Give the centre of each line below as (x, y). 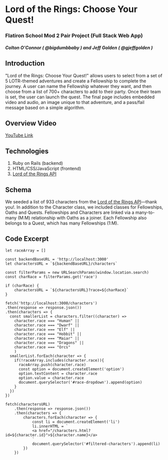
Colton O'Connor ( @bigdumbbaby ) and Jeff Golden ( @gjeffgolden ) (79, 47)
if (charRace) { (22, 285)
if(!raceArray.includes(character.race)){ (59, 360)
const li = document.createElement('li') (76, 422)
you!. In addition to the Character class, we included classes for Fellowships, (84, 207)
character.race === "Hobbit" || (48, 334)
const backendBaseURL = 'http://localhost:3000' (57, 259)
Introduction (25, 64)
